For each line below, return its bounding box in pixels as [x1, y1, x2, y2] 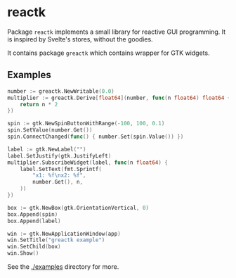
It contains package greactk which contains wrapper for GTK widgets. [7, 49, 210, 57]
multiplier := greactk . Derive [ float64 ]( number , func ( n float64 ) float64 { [7, 94, 231, 101]
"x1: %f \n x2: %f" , [32, 172, 86, 179]
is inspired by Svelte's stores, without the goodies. [7, 34, 153, 43]
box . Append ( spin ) [7, 210, 58, 218]
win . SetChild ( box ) [7, 244, 61, 251]
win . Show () [7, 250, 39, 257]
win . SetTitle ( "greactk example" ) [7, 236, 105, 244]
